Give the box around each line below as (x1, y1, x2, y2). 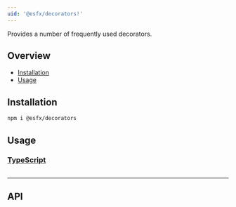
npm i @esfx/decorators (7, 115, 77, 122)
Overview (7, 50, 51, 62)
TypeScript (7, 155, 46, 165)
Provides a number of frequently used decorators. (7, 29, 152, 38)
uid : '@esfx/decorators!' (7, 10, 83, 18)
